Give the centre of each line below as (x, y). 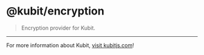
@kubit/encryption (55, 11)
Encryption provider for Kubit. (58, 28)
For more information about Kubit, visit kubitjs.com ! (70, 45)
